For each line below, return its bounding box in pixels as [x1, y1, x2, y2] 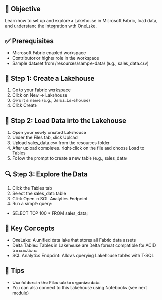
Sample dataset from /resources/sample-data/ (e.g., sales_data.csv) [12, 60, 149, 66]
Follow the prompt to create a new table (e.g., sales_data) [12, 155, 127, 161]
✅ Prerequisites [5, 37, 54, 45]
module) [12, 290, 29, 296]
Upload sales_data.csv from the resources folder [12, 140, 110, 146]
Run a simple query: [12, 201, 53, 207]
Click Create [12, 102, 37, 108]
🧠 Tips [5, 267, 25, 275]
